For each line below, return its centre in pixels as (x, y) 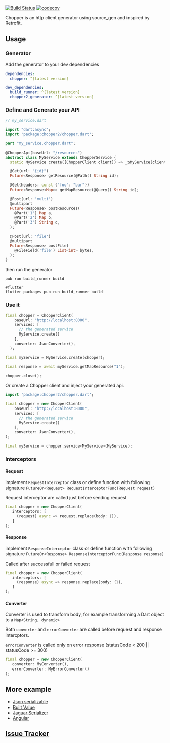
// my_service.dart (26, 121)
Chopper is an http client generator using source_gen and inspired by (78, 17)
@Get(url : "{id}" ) (29, 171)
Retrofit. (14, 23)
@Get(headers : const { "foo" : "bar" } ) (50, 185)
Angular (21, 718)
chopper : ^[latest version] (39, 79)
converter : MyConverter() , (40, 664)
